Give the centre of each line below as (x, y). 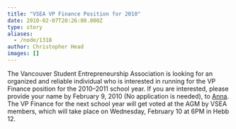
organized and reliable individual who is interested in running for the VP (112, 81)
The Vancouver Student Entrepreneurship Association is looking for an (110, 73)
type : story (25, 27)
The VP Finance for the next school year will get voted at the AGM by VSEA (117, 103)
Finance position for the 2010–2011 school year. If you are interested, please (118, 89)
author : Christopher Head (45, 47)
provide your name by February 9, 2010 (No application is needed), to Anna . (118, 96)
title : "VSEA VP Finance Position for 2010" (74, 14)
